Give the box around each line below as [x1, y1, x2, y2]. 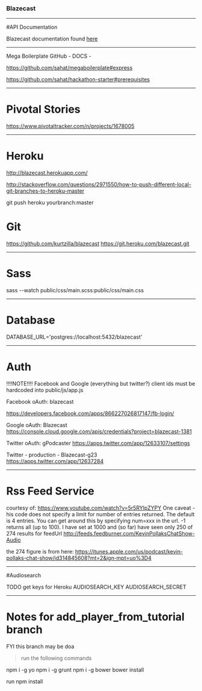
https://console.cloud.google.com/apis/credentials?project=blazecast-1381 [6, 428, 192, 435]
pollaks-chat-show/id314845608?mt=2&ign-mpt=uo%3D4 [6, 554, 152, 561]
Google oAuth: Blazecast [6, 421, 68, 428]
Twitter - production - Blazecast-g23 [6, 451, 97, 458]
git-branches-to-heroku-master [6, 187, 85, 195]
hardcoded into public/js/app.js [6, 386, 84, 393]
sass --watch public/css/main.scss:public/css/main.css [6, 287, 144, 294]
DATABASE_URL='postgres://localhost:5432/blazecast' [6, 333, 142, 340]
